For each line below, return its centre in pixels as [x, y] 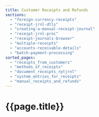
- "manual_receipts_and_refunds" [46, 81]
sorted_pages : [21, 57]
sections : [16, 15]
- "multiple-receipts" [34, 43]
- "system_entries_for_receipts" [46, 77]
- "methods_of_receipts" [36, 67]
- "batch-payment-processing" [42, 53]
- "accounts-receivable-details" [46, 48]
